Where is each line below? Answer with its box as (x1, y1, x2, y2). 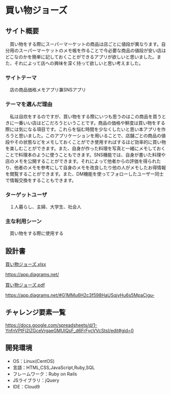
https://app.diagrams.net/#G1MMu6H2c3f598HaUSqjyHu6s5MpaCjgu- (5, 292, 155, 298)
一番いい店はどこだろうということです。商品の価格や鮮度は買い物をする (14, 119, 165, 126)
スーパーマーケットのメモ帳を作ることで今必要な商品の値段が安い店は (18, 47, 166, 54)
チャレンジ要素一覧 (5, 308, 66, 317)
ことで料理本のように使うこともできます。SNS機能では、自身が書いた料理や (5, 152, 166, 158)
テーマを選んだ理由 (5, 101, 53, 108)
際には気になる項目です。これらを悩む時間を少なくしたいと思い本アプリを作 (5, 126, 166, 132)
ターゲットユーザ (5, 191, 47, 198)
